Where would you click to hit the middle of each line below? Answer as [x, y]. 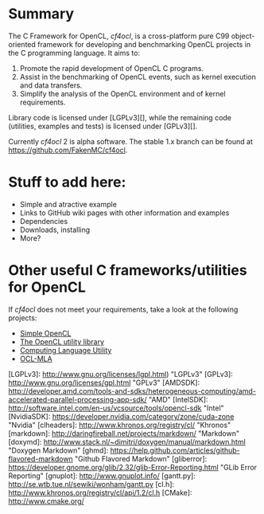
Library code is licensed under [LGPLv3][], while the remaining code [120, 117]
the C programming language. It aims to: [74, 53]
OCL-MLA [36, 359]
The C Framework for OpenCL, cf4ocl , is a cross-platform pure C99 [119, 36]
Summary [41, 14]
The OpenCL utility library [62, 341]
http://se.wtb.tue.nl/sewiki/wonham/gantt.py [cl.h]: [91, 484]
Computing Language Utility [66, 350]
